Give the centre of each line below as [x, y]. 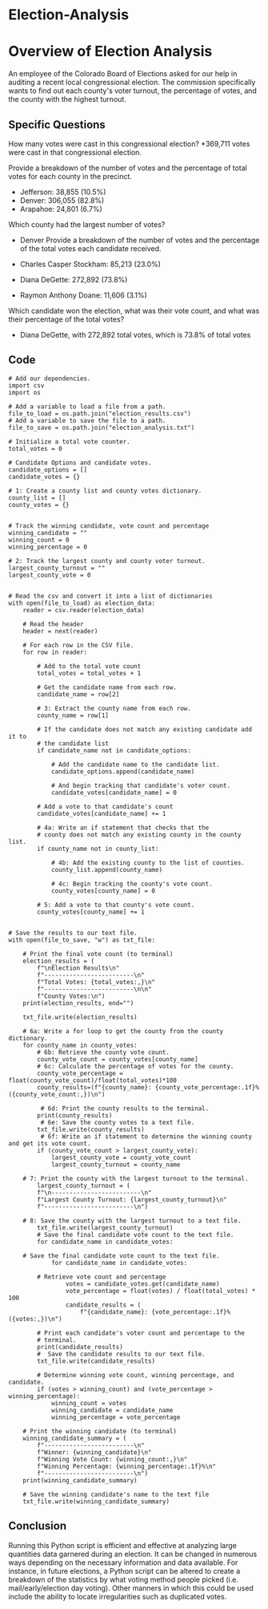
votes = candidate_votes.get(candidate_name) [142, 1284]
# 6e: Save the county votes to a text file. [118, 1122]
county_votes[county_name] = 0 [103, 891]
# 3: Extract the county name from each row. [114, 708]
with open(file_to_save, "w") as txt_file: [82, 940]
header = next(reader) [60, 631]
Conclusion [38, 1526]
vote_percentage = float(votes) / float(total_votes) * [160, 1291]
